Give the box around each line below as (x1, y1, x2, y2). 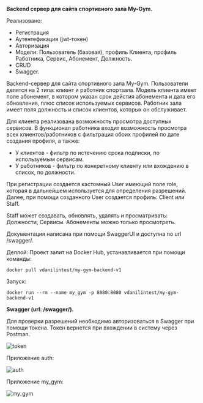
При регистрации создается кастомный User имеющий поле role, (6, 181, 179, 187)
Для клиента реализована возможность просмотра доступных (6, 118, 172, 125)
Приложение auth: (6, 355, 54, 361)
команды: (6, 255, 32, 262)
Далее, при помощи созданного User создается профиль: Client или (6, 194, 185, 201)
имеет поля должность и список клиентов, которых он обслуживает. (6, 106, 188, 113)
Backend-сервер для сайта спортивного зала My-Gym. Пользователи (6, 80, 188, 87)
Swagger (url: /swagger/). (6, 306, 74, 313)
